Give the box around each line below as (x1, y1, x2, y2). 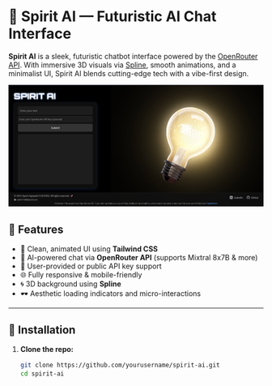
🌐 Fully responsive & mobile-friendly (19, 270, 142, 280)
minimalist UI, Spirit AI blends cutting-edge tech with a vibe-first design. (8, 68, 249, 78)
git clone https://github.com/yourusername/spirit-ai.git (19, 361, 220, 369)
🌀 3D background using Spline (19, 279, 121, 289)
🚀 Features (8, 222, 64, 236)
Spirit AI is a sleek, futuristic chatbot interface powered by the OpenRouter (8, 51, 258, 61)
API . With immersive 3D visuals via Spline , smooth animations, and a (8, 60, 236, 70)
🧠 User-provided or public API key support (19, 261, 162, 271)
